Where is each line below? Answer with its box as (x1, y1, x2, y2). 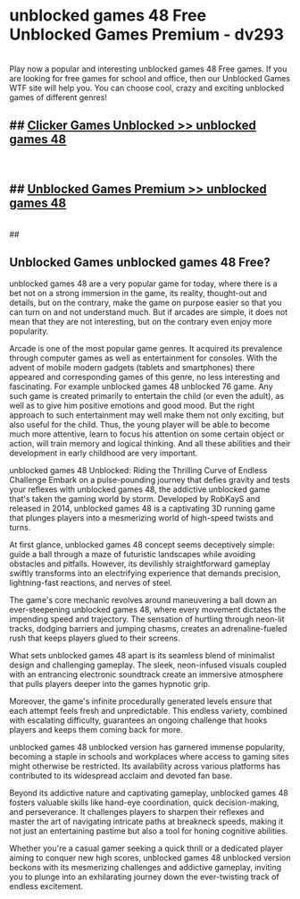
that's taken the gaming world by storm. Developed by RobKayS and (9, 494, 261, 505)
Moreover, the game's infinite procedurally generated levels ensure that (9, 696, 272, 707)
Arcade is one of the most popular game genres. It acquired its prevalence (9, 343, 283, 354)
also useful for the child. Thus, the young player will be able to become (9, 420, 271, 430)
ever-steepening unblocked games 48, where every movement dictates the (9, 605, 287, 615)
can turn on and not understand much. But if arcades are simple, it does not (9, 307, 288, 318)
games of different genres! (9, 91, 107, 103)
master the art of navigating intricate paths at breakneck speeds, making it (9, 816, 284, 827)
